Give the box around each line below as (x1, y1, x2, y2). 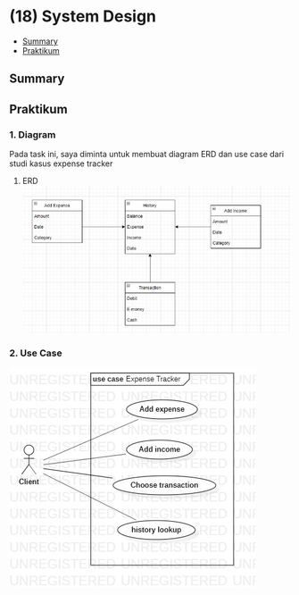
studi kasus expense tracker (9, 158, 113, 169)
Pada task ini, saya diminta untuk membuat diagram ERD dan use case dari (9, 149, 284, 160)
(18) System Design (9, 6, 157, 27)
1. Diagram (9, 128, 56, 140)
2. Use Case (9, 347, 62, 359)
